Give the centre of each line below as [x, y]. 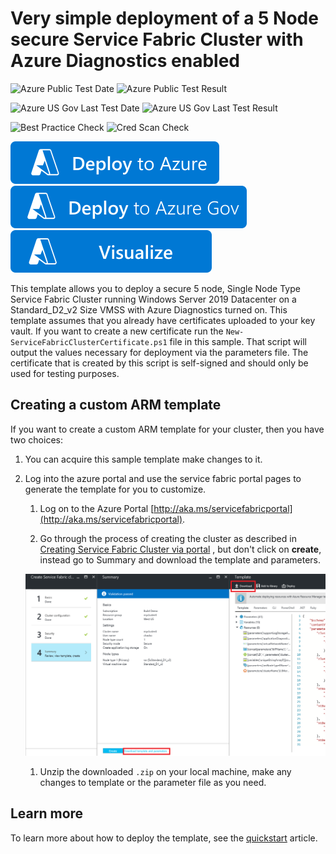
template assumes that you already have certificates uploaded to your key [163, 320]
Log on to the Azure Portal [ [97, 508]
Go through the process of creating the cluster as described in [168, 538]
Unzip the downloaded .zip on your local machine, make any [165, 771]
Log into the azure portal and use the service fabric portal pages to [163, 478]
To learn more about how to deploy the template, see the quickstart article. [164, 838]
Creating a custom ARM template [116, 405]
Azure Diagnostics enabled [125, 61]
